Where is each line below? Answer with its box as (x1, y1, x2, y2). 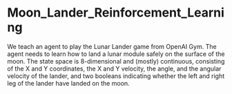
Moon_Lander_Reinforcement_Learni (7, 5, 224, 21)
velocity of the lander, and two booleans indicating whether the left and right (7, 71, 225, 80)
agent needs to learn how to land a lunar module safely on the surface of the (7, 50, 225, 58)
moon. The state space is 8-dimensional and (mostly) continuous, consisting (7, 57, 225, 65)
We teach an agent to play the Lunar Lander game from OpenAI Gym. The (7, 42, 217, 50)
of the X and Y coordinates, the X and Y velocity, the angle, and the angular (7, 64, 222, 73)
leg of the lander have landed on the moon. (7, 79, 130, 87)
